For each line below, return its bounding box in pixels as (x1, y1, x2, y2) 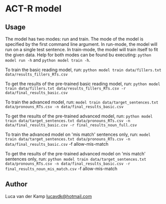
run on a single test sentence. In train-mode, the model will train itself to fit (5, 47, 159, 52)
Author (5, 180, 27, 189)
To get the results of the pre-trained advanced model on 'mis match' (5, 151, 146, 157)
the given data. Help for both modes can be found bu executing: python (5, 52, 152, 58)
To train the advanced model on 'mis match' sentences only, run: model (5, 131, 151, 137)
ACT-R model (5, 3, 62, 14)
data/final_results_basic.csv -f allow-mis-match (5, 141, 109, 147)
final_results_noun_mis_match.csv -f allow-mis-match (5, 166, 118, 172)
